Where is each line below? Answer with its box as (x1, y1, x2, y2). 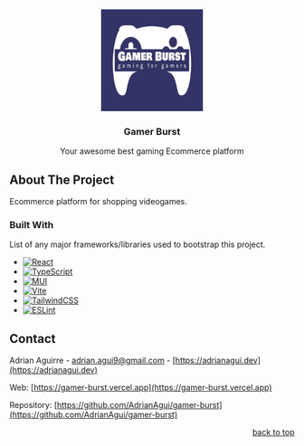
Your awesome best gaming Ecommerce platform (60, 146, 244, 157)
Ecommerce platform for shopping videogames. (9, 196, 188, 207)
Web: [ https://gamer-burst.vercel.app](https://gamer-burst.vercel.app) (9, 382, 273, 394)
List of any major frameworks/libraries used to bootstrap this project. (9, 239, 266, 250)
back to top (252, 427, 295, 438)
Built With (9, 219, 54, 232)
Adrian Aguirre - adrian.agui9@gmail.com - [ (9, 355, 176, 366)
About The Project (9, 172, 115, 187)
